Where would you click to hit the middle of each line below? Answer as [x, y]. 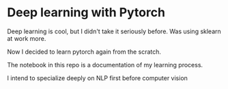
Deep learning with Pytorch [86, 13]
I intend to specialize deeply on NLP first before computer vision [97, 78]
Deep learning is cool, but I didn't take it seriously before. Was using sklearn [114, 31]
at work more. [27, 38]
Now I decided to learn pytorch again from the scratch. [84, 52]
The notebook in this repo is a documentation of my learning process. [105, 65]
